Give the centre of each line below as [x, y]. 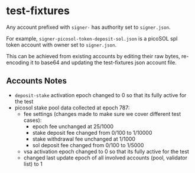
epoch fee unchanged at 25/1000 [73, 126]
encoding [18, 62]
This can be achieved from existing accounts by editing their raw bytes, [93, 56]
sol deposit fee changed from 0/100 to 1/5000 [88, 145]
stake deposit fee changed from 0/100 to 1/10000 [92, 132]
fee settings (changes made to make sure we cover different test [102, 114]
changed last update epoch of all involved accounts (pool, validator [105, 158]
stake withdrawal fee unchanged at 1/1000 [84, 139]
